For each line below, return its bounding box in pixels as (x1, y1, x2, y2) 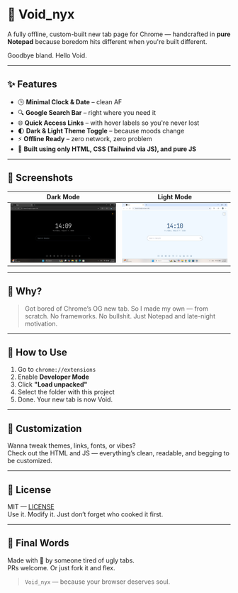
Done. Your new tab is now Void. (17, 395, 113, 404)
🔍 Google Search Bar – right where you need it (17, 108, 157, 116)
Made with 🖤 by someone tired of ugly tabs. (7, 556, 135, 565)
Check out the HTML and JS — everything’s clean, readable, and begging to (7, 449, 230, 458)
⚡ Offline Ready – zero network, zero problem (17, 134, 152, 143)
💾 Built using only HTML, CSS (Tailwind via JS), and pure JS (17, 145, 197, 153)
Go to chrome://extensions (17, 365, 96, 374)
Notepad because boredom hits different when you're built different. (7, 37, 208, 45)
